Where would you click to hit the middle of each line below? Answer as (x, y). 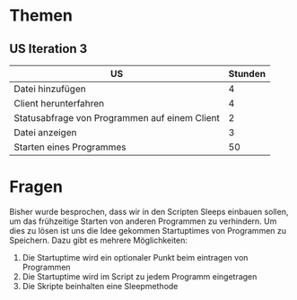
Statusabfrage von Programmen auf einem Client (117, 118)
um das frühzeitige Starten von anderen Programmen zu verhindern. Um (143, 221)
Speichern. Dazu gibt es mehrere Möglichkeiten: (99, 240)
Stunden (247, 74)
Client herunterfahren (59, 103)
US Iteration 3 (48, 49)
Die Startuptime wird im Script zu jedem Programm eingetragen (140, 276)
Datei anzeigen (45, 133)
